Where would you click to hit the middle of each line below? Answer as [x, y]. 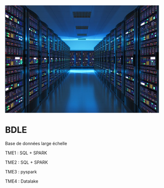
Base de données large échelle [36, 143]
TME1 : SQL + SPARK [26, 153]
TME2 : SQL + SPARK [27, 162]
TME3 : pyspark [21, 171]
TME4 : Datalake [22, 181]
